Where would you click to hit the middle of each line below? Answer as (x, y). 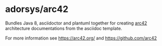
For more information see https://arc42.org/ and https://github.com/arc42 (81, 38)
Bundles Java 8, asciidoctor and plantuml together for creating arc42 (76, 23)
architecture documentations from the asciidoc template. (64, 28)
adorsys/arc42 (37, 9)
